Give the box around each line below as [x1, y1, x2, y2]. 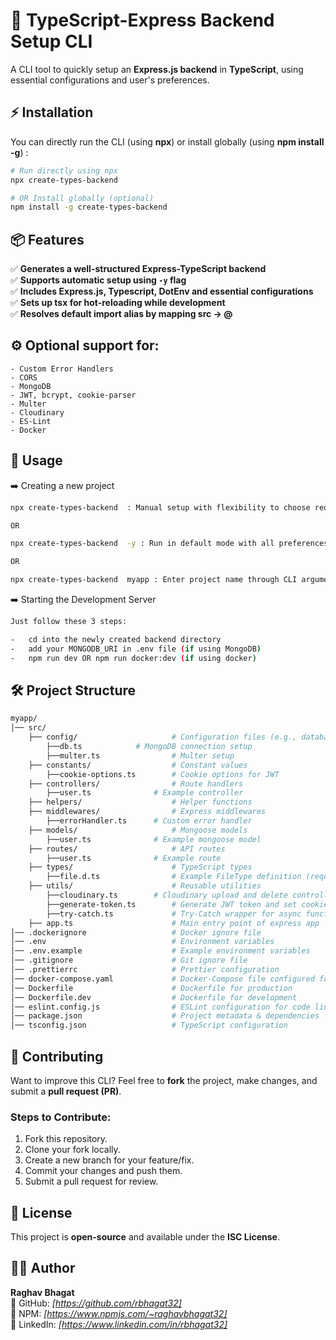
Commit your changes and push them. [24, 1165, 183, 1177]
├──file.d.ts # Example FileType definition [46, 872, 302, 882]
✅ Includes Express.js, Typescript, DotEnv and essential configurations [10, 285, 314, 298]
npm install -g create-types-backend [10, 202, 168, 213]
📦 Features [10, 231, 85, 248]
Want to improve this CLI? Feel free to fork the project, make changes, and [10, 1074, 318, 1086]
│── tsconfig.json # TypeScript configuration [10, 1020, 288, 1031]
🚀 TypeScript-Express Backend [10, 9, 275, 32]
